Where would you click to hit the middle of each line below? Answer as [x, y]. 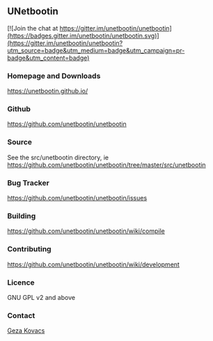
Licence [21, 283]
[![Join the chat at [33, 28]
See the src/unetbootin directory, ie [58, 157]
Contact [21, 315]
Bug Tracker [29, 182]
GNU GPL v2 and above [41, 297]
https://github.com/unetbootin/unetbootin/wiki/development [93, 264]
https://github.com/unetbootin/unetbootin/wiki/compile [86, 231]
